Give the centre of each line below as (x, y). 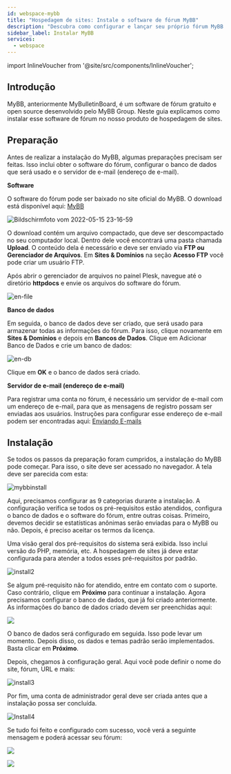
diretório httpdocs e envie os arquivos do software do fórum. (94, 283)
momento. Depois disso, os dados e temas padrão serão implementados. (111, 641)
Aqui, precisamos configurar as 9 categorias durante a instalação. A (104, 501)
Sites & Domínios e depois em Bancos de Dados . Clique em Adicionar (107, 338)
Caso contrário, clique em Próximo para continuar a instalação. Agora (107, 593)
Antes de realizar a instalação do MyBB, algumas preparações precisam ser (115, 157)
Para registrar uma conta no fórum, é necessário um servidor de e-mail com (115, 399)
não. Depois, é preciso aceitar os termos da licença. (81, 530)
